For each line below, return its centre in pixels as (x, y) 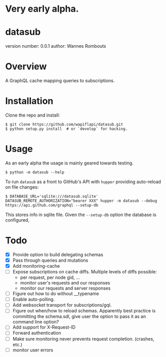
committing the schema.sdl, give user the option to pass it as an (79, 316)
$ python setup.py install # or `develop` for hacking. (67, 129)
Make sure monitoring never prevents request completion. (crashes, (83, 339)
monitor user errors (33, 350)
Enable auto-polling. (33, 299)
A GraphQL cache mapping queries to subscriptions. (60, 81)
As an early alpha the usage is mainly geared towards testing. (69, 163)
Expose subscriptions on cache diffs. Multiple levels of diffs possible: (85, 272)
